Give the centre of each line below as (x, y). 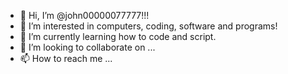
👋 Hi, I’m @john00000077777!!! (84, 15)
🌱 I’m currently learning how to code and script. (118, 36)
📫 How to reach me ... (66, 58)
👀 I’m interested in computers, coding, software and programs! (148, 26)
